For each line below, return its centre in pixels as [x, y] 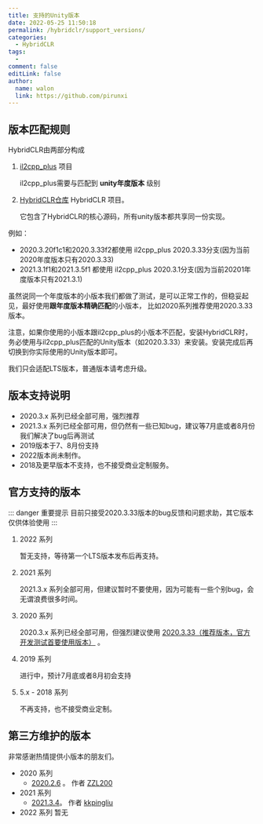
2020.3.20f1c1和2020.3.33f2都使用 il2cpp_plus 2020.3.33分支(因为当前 [134, 250]
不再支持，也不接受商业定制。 [68, 709]
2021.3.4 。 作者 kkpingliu [72, 802]
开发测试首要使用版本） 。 [62, 642]
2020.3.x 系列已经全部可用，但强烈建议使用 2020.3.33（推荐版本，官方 [135, 632]
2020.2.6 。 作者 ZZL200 [72, 782]
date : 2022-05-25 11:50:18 [52, 23]
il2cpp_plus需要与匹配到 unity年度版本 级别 [90, 183]
